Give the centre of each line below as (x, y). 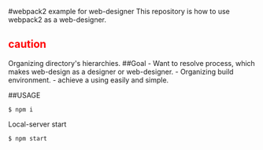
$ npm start (28, 138)
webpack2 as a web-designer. (57, 20)
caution (28, 44)
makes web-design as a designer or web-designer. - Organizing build (121, 71)
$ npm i (21, 109)
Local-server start (37, 124)
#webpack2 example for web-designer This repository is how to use (119, 11)
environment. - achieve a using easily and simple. (89, 80)
